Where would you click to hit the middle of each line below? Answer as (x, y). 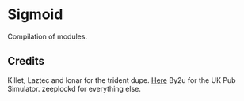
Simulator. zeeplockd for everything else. (74, 88)
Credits (26, 61)
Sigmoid (35, 15)
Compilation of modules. (48, 36)
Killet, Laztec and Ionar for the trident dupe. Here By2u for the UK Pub (122, 80)
